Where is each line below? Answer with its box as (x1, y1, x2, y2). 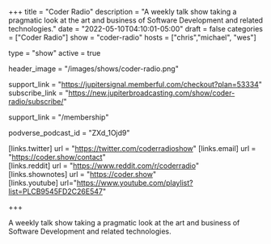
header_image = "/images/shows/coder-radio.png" (8, 64, 180, 74)
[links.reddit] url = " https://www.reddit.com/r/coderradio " (8, 161, 200, 170)
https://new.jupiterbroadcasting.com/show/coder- (68, 88, 235, 98)
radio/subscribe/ (8, 97, 64, 106)
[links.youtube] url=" (8, 178, 77, 187)
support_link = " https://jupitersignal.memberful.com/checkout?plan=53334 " (8, 80, 263, 89)
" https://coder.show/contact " (8, 153, 107, 162)
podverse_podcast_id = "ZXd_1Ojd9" (8, 128, 130, 137)
